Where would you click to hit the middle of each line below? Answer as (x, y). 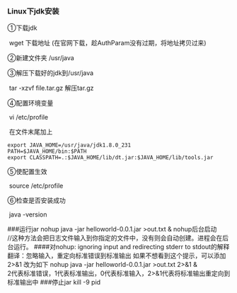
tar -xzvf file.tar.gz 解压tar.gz (51, 88)
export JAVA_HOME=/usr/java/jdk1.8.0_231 (69, 145)
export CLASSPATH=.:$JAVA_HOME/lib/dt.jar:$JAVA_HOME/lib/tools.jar (110, 158)
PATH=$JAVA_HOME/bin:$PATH (47, 151)
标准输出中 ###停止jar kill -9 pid (54, 282)
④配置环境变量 (30, 103)
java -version (28, 214)
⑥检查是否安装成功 (36, 200)
